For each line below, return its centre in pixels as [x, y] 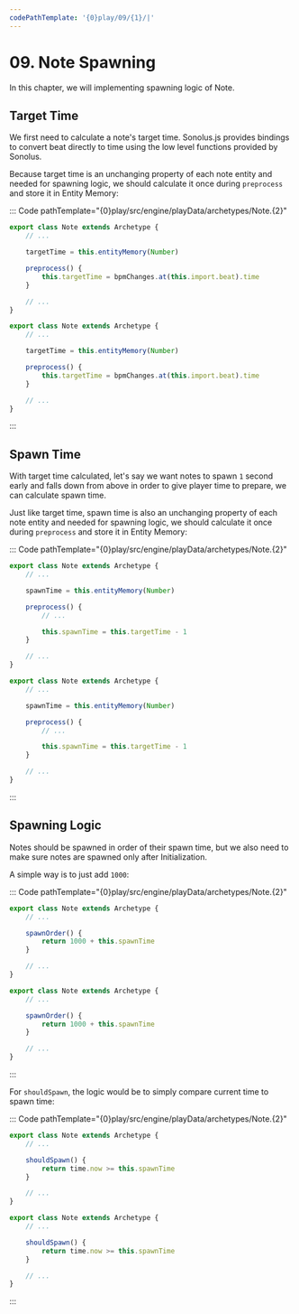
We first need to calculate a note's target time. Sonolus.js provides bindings [149, 137]
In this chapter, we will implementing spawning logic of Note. [122, 88]
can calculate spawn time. [58, 495]
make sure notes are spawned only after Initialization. [108, 857]
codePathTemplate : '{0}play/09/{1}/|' [82, 18]
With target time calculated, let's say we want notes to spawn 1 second [141, 476]
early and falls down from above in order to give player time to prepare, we [148, 486]
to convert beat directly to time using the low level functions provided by [144, 147]
